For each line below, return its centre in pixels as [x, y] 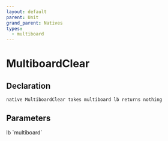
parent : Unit [22, 17]
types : [14, 28]
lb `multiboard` [24, 132]
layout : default [26, 12]
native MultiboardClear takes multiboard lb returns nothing [84, 100]
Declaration [28, 85]
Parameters [28, 118]
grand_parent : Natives [34, 23]
